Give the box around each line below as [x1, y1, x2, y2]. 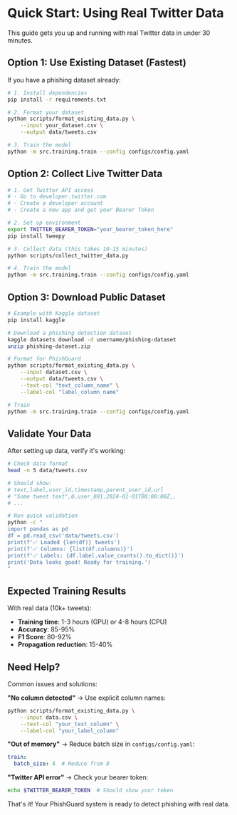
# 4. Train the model [7, 265, 72, 272]
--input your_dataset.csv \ [20, 122, 103, 129]
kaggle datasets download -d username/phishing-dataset [7, 336, 177, 343]
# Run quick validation [7, 512, 78, 520]
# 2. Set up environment [7, 219, 81, 227]
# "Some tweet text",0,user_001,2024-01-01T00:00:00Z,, [7, 493, 177, 500]
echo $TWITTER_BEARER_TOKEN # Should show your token [7, 787, 174, 794]
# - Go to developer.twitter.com [7, 193, 107, 201]
